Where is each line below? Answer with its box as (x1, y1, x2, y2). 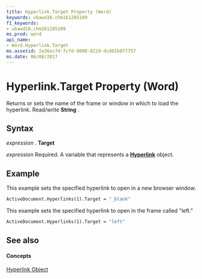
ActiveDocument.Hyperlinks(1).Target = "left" (6, 219, 125, 225)
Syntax (6, 123, 34, 133)
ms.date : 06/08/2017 (6, 54, 58, 60)
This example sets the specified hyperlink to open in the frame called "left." (6, 207, 194, 215)
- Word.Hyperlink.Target (6, 43, 69, 49)
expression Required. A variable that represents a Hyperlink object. (6, 151, 174, 158)
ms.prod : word (6, 31, 42, 37)
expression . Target (6, 139, 55, 146)
